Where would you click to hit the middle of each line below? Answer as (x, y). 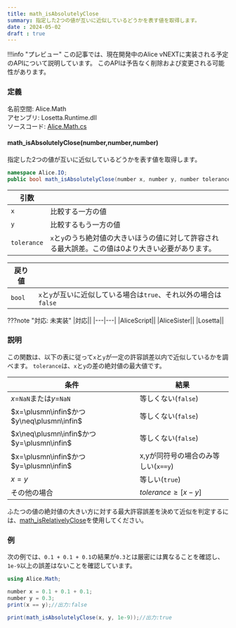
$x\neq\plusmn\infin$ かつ (54, 434)
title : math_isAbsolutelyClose (53, 14)
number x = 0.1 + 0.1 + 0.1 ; (50, 591)
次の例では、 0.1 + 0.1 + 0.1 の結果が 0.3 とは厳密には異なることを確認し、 (116, 557)
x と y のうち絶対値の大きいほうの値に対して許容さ (131, 238)
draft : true (26, 33)
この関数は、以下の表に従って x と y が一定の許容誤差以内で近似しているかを (115, 357)
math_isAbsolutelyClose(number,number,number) (83, 143)
